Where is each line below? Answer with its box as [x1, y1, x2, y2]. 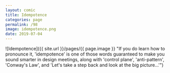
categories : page [5, 17, 43, 22]
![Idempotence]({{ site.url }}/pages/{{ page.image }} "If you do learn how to [5, 46, 165, 51]
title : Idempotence [5, 12, 47, 17]
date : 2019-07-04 [5, 31, 43, 36]
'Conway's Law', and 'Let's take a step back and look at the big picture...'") [5, 62, 164, 68]
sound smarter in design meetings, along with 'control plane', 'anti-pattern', [5, 57, 164, 62]
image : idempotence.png [5, 27, 56, 32]
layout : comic [5, 7, 36, 13]
